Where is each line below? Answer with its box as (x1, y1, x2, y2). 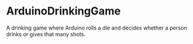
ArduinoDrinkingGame (6, 4, 121, 18)
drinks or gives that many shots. (6, 30, 86, 37)
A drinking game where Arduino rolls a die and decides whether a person (6, 24, 188, 31)
